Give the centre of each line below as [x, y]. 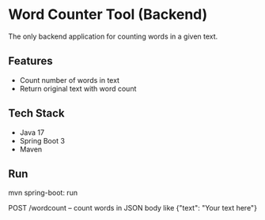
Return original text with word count [78, 88]
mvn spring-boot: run [43, 193]
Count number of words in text [70, 80]
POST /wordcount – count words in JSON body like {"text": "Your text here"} [132, 208]
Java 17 [32, 132]
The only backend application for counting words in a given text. [113, 36]
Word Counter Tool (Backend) [108, 15]
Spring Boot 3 [42, 140]
